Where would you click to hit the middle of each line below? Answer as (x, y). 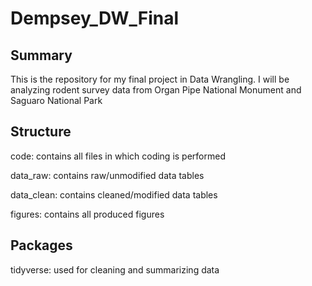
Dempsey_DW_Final (95, 18)
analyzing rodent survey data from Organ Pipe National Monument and (156, 90)
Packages (41, 245)
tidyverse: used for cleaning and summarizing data (115, 269)
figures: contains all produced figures (87, 214)
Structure (41, 132)
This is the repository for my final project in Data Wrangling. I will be (150, 79)
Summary (41, 55)
